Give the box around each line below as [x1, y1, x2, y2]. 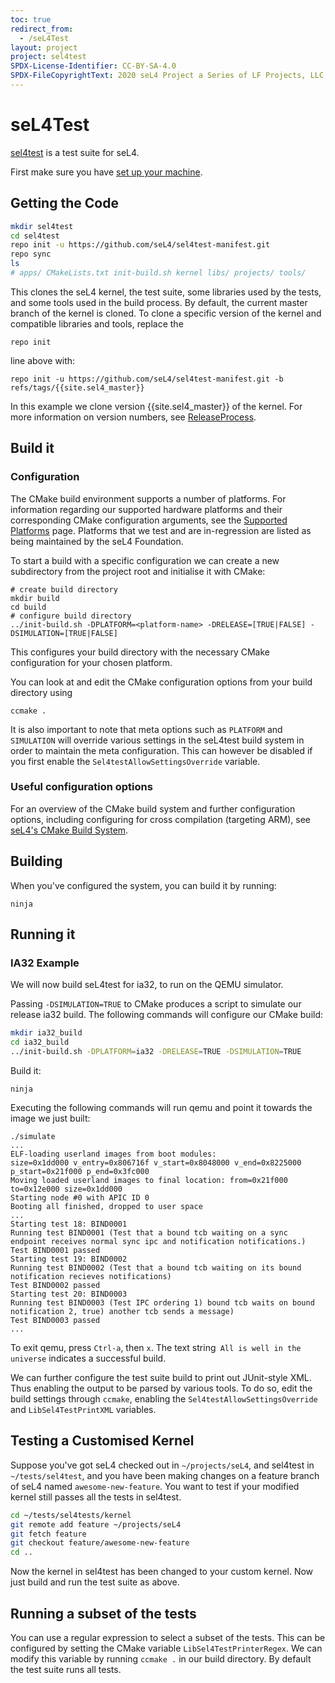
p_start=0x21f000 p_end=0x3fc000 [10, 1166, 150, 1176]
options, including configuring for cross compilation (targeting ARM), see [10, 813, 311, 825]
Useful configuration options [10, 780, 153, 794]
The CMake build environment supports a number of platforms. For [10, 492, 287, 505]
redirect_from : [10, 24, 74, 34]
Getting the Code [10, 195, 119, 212]
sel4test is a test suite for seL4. [10, 146, 140, 158]
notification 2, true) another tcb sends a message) [10, 1306, 235, 1316]
